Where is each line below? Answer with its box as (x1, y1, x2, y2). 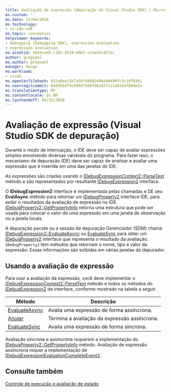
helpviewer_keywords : (5, 36, 51, 41)
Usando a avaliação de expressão (5, 262, 114, 270)
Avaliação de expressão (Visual (5, 119, 141, 131)
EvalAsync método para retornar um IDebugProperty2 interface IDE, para (5, 194, 160, 200)
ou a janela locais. (5, 215, 43, 221)
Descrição (91, 298, 116, 305)
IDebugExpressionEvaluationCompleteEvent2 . (5, 352, 102, 358)
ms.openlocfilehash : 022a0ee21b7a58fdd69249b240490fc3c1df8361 (5, 78, 142, 83)
